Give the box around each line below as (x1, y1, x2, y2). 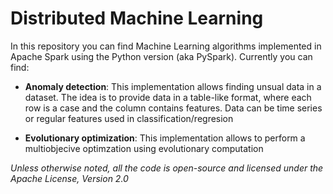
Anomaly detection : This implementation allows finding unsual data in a (24, 80, 322, 92)
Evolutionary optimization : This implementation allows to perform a (24, 132, 306, 144)
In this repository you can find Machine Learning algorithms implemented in (10, 40, 322, 52)
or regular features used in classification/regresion (24, 112, 234, 124)
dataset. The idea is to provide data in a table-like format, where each (24, 91, 312, 103)
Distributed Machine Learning (10, 7, 264, 30)
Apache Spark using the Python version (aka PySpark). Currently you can (10, 50, 313, 62)
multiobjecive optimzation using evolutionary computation (24, 142, 264, 154)
